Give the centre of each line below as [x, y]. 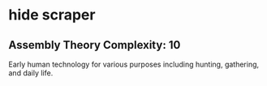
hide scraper [52, 15]
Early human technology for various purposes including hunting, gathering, [134, 64]
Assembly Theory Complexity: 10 [95, 45]
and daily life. [31, 73]
